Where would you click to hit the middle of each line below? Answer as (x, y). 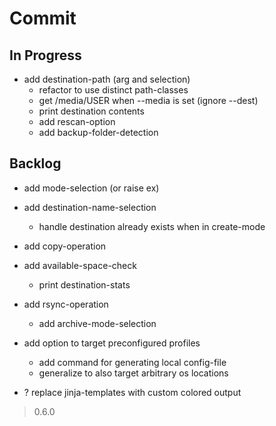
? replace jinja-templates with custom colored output (132, 392)
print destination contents (91, 111)
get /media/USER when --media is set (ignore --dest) (148, 100)
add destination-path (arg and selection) (107, 79)
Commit (43, 18)
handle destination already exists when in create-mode (152, 226)
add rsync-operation (66, 304)
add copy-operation (65, 246)
